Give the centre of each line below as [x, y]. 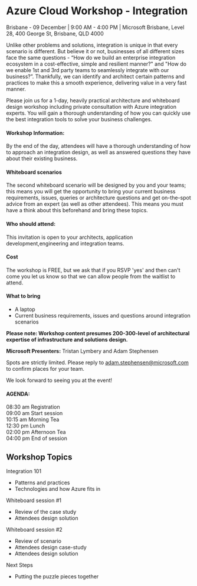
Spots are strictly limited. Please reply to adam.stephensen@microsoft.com [97, 362]
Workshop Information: [35, 133]
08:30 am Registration [33, 407]
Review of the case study [45, 511]
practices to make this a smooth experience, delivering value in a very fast [96, 82]
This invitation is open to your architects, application [70, 237]
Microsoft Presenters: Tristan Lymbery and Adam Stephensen [82, 351]
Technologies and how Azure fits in [58, 488]
